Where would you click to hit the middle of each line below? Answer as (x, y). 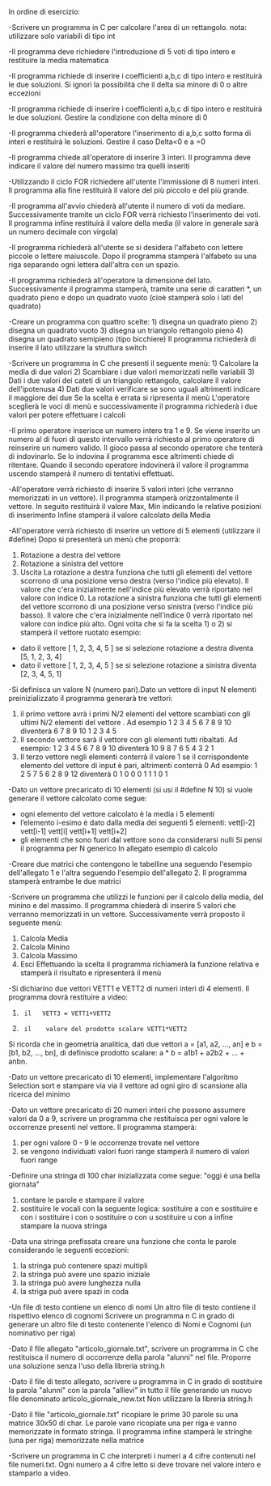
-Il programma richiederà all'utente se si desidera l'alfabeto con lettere (126, 247)
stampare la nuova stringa (64, 1226)
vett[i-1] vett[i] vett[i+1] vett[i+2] (74, 831)
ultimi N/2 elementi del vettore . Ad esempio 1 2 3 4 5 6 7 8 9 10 (126, 722)
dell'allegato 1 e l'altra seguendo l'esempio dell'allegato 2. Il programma (128, 872)
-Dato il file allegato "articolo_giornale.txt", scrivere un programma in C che (133, 1348)
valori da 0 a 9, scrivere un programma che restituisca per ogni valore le (129, 1119)
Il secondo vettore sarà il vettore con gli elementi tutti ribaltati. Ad (129, 739)
